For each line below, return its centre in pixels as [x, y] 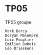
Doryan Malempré [21, 35]
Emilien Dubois [21, 44]
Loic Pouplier [20, 40]
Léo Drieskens [20, 48]
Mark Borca [16, 31]
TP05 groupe [18, 22]
